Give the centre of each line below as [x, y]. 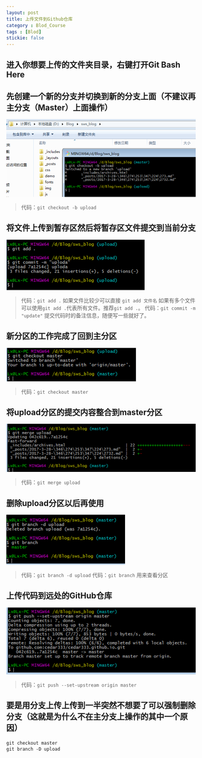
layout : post [23, 13]
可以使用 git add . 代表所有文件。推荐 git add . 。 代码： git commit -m [108, 308]
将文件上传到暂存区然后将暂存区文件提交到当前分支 [101, 228]
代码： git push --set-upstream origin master [79, 685]
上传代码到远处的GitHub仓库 [59, 596]
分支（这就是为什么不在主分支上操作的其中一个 [93, 717]
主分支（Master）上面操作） [60, 107]
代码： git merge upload [50, 482]
